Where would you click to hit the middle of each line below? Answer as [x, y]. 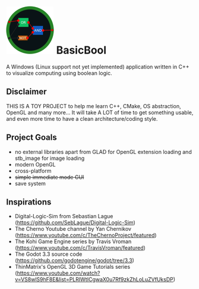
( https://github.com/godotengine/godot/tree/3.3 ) [75, 260]
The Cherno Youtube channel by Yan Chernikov [73, 229]
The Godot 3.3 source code [48, 254]
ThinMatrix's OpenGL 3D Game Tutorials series [72, 267]
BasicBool [81, 50]
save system [30, 183]
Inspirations [29, 202]
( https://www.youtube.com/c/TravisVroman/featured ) [80, 248]
